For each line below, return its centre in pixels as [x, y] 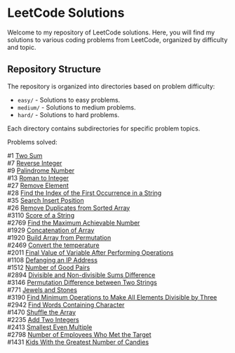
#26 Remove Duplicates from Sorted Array [69, 208]
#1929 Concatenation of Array [51, 230]
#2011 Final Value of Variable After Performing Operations [90, 252]
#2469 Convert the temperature [53, 245]
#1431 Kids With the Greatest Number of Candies [78, 342]
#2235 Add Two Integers [43, 319]
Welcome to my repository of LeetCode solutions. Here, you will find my [111, 32]
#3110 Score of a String [41, 215]
